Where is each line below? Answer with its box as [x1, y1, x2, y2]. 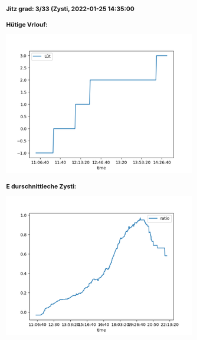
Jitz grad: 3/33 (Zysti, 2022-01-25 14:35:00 [6, 5, 134, 13]
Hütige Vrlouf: [6, 20, 48, 28]
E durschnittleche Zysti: [6, 182, 77, 191]
